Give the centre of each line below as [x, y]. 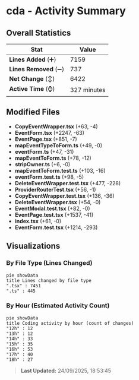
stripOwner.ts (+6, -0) [42, 164]
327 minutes [88, 90]
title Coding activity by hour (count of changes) [70, 323]
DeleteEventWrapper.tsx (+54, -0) [58, 202]
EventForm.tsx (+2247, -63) [50, 132]
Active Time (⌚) [32, 89]
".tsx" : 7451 [24, 286]
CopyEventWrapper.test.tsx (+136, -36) [64, 196]
